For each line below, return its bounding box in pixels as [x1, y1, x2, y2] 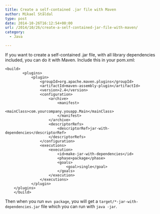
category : [5, 30, 25, 35]
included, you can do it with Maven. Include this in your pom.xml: [5, 57, 135, 63]
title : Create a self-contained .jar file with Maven [5, 7, 117, 12]
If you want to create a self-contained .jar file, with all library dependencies [5, 52, 156, 57]
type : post [5, 16, 27, 21]
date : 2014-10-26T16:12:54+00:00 [5, 20, 73, 26]
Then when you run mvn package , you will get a [5, 198, 98, 204]
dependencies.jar [5, 204, 40, 209]
